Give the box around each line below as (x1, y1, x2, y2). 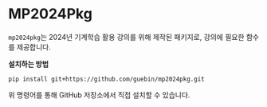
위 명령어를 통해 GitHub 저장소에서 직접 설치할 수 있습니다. (8, 89, 190, 100)
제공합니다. (16, 42, 52, 52)
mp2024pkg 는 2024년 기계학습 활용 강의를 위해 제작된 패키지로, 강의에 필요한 (8, 32, 245, 42)
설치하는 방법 (8, 59, 49, 69)
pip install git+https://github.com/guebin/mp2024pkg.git (8, 75, 205, 83)
